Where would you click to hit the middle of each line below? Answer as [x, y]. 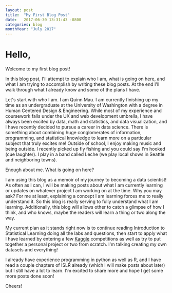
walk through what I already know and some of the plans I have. [73, 90]
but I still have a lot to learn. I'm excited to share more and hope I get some [84, 271]
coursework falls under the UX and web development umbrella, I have [79, 116]
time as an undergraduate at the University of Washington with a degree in [84, 105]
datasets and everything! [32, 250]
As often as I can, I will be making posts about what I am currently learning [84, 185]
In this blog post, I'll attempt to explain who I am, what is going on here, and [85, 79]
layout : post [19, 10]
